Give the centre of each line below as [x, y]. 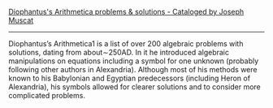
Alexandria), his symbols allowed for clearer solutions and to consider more [135, 87]
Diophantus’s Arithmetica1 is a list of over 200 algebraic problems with [126, 43]
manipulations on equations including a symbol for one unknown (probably [134, 61]
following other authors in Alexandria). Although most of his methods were [133, 69]
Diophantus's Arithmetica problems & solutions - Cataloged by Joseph [126, 12]
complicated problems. [47, 95]
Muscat [21, 20]
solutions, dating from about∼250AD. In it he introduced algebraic [119, 52]
